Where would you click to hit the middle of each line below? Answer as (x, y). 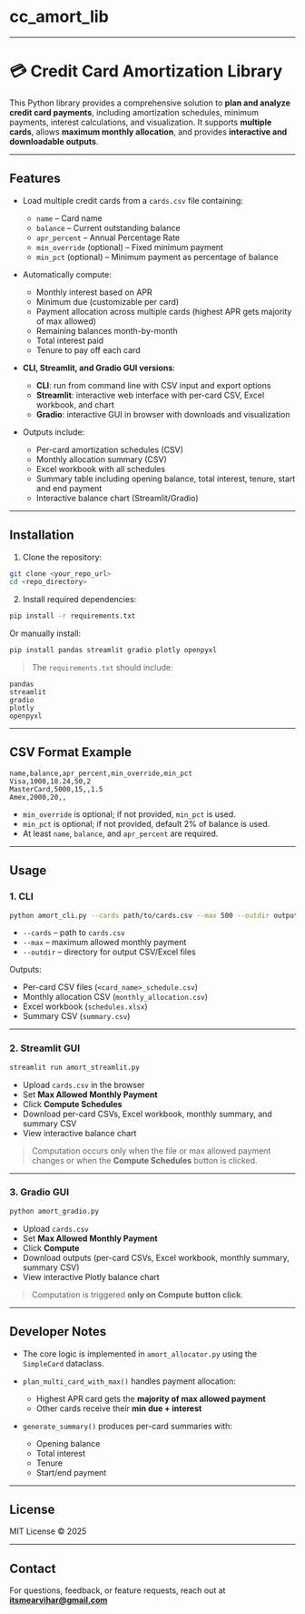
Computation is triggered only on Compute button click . (137, 1295)
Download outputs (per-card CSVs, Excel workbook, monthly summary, (156, 1257)
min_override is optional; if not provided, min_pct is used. (129, 814)
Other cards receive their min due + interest (119, 1408)
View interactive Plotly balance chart (91, 1276)
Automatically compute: (67, 274)
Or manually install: (45, 633)
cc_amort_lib (59, 17)
